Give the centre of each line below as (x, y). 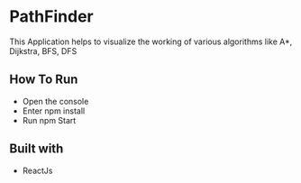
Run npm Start (49, 120)
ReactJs (37, 170)
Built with (36, 149)
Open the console (55, 101)
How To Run (44, 80)
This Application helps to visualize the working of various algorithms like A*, (151, 41)
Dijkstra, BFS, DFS (43, 50)
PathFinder (51, 17)
